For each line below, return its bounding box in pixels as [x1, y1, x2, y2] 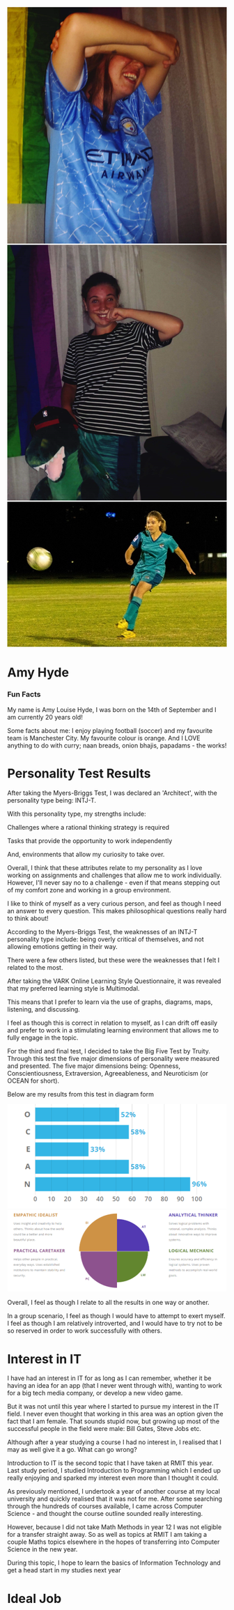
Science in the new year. [7, 1545, 78, 1554]
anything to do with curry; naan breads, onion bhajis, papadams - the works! [7, 741, 227, 750]
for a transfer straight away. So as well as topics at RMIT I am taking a [7, 1531, 208, 1539]
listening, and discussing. [7, 1005, 80, 1013]
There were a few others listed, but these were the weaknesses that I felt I [7, 956, 220, 964]
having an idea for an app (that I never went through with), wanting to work [7, 1381, 222, 1390]
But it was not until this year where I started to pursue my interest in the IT [7, 1402, 219, 1411]
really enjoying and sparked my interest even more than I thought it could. [7, 1473, 219, 1483]
